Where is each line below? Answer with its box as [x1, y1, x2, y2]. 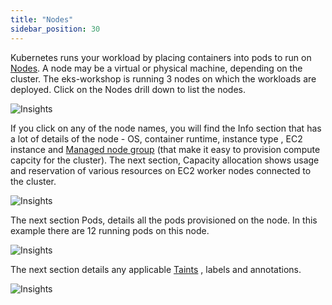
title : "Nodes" [10, 14, 74, 25]
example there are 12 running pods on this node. [10, 224, 210, 236]
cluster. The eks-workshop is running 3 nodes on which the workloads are [10, 72, 317, 85]
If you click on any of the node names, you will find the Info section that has [10, 122, 322, 134]
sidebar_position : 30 [10, 24, 101, 34]
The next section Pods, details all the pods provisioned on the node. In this [10, 214, 318, 226]
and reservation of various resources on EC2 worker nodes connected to [10, 164, 312, 176]
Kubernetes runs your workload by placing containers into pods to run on [10, 51, 312, 63]
